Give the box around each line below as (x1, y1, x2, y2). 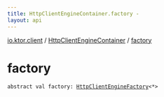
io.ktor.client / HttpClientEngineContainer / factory (7, 36, 152, 44)
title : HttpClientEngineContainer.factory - (7, 10, 139, 17)
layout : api (7, 17, 42, 24)
